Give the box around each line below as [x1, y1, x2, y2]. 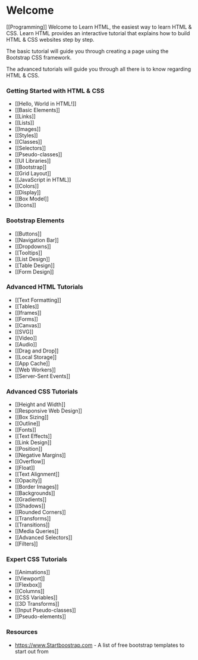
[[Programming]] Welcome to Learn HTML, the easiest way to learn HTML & [6, 23, 192, 30]
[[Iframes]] [14, 309, 42, 316]
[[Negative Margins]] [14, 451, 67, 459]
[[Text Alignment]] [14, 470, 60, 478]
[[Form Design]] [14, 268, 54, 275]
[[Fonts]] [14, 426, 37, 433]
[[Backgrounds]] [14, 489, 55, 497]
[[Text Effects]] [14, 433, 52, 440]
